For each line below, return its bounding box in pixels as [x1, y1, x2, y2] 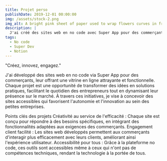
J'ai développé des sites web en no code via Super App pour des [5, 72, 139, 78]
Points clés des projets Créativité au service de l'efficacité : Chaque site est [5, 113, 160, 119]
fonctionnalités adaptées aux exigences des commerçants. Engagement [5, 123, 153, 129]
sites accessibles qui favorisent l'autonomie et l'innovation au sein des [5, 98, 150, 104]
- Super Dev [9, 44, 35, 49]
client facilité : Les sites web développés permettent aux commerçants [5, 129, 150, 135]
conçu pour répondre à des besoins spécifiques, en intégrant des [5, 118, 139, 124]
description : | [5, 26, 37, 31]
